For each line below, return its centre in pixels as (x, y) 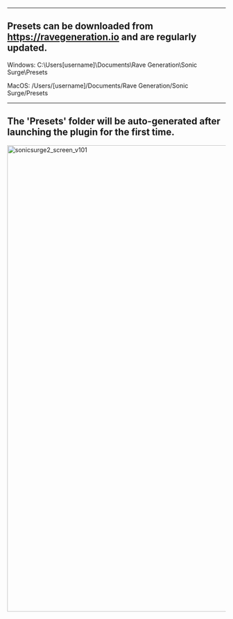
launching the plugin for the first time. (91, 132)
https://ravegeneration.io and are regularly (102, 37)
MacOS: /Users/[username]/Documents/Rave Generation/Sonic (98, 85)
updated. (27, 48)
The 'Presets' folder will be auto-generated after (114, 121)
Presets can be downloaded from (80, 26)
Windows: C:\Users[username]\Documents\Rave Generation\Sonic (102, 65)
